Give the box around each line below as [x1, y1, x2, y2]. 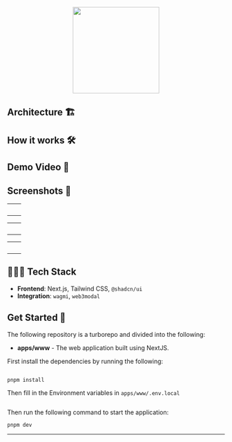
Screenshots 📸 [7, 185, 72, 196]
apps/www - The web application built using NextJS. [17, 343, 169, 352]
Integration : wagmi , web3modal [17, 291, 100, 300]
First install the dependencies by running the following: [7, 357, 164, 365]
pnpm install [7, 376, 45, 383]
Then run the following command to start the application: [7, 408, 169, 416]
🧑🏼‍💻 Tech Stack [7, 266, 77, 278]
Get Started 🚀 [7, 312, 66, 324]
